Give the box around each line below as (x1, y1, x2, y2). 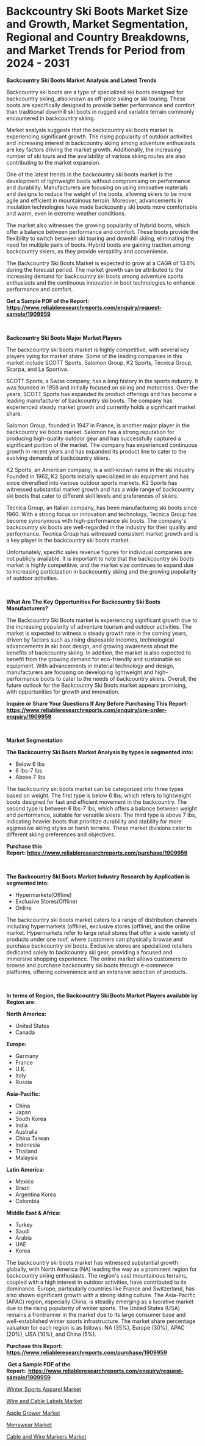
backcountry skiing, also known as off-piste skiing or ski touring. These (6, 95, 186, 102)
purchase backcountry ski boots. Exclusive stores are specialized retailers (6, 942, 193, 950)
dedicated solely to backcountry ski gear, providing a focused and (6, 948, 173, 956)
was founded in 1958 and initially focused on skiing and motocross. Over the (6, 384, 198, 391)
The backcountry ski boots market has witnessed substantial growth (6, 1259, 178, 1266)
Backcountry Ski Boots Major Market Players (6, 334, 122, 341)
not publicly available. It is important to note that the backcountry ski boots (6, 555, 194, 562)
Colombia (15, 1197, 40, 1204)
